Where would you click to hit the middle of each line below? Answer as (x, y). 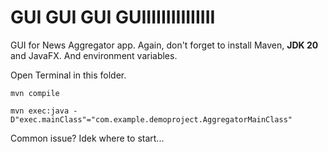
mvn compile (35, 93)
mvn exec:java (40, 111)
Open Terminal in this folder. (68, 75)
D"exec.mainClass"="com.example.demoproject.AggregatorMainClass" (151, 119)
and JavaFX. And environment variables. (94, 55)
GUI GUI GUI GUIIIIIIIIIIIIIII (113, 17)
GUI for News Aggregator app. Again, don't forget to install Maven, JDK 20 (164, 45)
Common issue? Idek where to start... (87, 138)
